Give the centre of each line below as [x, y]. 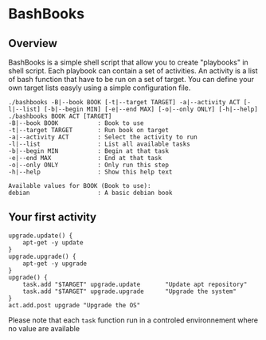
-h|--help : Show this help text [90, 172]
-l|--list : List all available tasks [100, 144]
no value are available [44, 328]
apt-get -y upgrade [55, 264]
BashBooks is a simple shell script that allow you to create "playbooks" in [128, 62]
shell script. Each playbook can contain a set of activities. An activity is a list [133, 71]
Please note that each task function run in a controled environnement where [133, 320]
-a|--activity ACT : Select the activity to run [103, 137]
